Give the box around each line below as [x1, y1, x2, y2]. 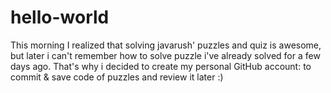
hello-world [10, 6, 110, 29]
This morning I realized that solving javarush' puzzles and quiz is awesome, [10, 39, 322, 51]
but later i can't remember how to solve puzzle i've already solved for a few [10, 49, 321, 61]
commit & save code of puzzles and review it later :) [10, 71, 224, 83]
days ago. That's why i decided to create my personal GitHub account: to [10, 60, 312, 72]
